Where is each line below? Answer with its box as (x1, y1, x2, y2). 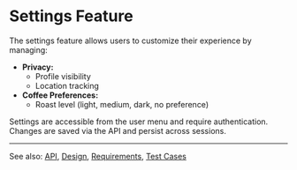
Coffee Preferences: (21, 90, 99, 100)
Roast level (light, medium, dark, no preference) (34, 99, 209, 109)
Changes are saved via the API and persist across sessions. (9, 125, 227, 136)
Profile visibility (34, 70, 91, 81)
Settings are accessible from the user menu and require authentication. (9, 116, 269, 127)
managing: (9, 44, 49, 55)
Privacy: (21, 62, 54, 72)
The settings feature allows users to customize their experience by (9, 35, 252, 46)
